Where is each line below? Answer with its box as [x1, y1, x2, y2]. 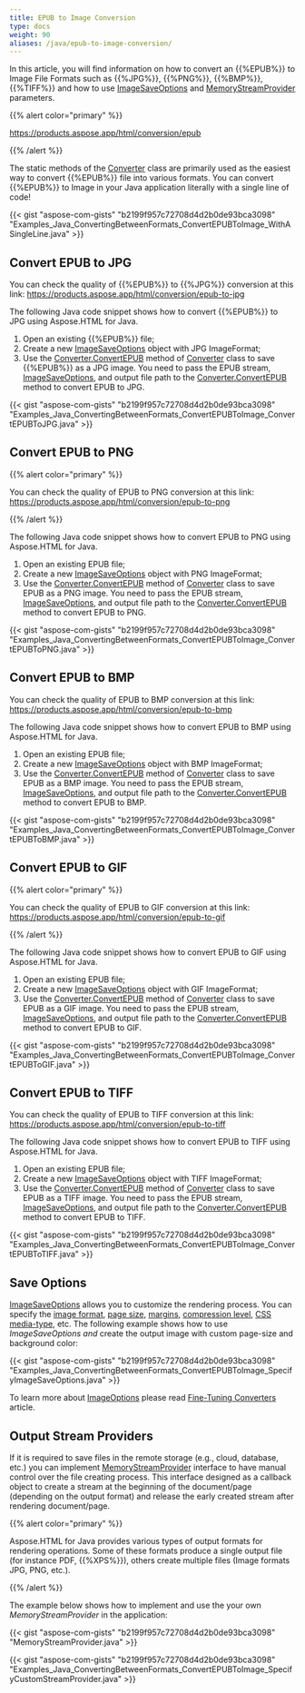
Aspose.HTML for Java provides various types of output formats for [9, 1535, 263, 1546]
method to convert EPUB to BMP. [22, 796, 147, 808]
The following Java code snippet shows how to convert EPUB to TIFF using [9, 1137, 290, 1147]
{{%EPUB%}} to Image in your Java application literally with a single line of [9, 182, 290, 193]
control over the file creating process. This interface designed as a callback [9, 1472, 292, 1482]
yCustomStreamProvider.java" [9, 1673, 123, 1684]
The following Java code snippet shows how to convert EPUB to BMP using [9, 721, 291, 732]
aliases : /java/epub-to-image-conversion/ [9, 38, 172, 48]
